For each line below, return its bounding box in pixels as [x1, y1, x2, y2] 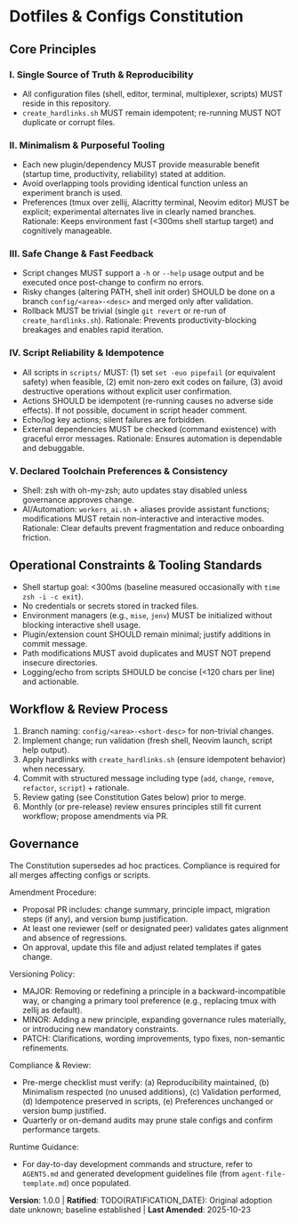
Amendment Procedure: [9, 887, 97, 898]
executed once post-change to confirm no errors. [21, 278, 205, 288]
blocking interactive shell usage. [21, 619, 141, 630]
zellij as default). [21, 1004, 83, 1015]
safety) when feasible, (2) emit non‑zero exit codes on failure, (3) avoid [21, 376, 283, 387]
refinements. [21, 1043, 69, 1053]
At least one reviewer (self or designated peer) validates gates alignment [21, 922, 289, 933]
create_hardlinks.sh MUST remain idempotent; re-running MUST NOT [21, 107, 282, 117]
